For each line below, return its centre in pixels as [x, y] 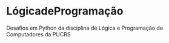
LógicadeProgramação [65, 11]
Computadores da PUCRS [38, 34]
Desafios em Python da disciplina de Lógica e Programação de [85, 28]
